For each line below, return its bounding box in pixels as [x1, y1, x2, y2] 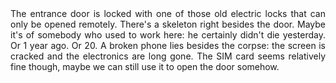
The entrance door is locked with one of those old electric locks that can [10, 8, 326, 19]
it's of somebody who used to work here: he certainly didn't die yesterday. [10, 29, 326, 41]
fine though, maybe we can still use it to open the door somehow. [10, 61, 280, 72]
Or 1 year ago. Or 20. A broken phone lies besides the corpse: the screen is [10, 40, 326, 51]
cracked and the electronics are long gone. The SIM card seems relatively [10, 50, 326, 62]
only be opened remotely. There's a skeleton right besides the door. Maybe [10, 18, 326, 30]
